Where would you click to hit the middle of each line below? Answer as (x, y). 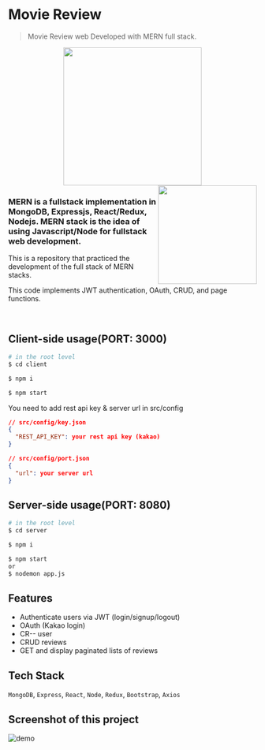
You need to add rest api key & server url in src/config (96, 408)
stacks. (20, 275)
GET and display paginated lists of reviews (89, 651)
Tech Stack (36, 675)
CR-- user (36, 634)
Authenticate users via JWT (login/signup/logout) (100, 618)
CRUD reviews (43, 642)
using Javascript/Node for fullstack (78, 231)
